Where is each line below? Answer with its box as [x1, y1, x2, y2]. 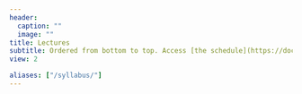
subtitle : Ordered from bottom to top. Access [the [9, 47, 207, 56]
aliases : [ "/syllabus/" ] [9, 71, 102, 81]
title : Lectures [9, 38, 70, 47]
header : [9, 13, 39, 22]
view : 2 [9, 55, 39, 64]
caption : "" [17, 21, 63, 30]
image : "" [17, 30, 54, 38]
